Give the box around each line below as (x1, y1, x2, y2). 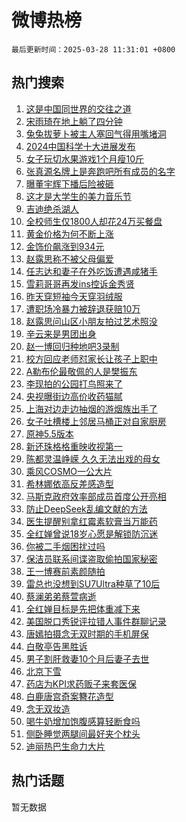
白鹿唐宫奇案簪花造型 (25, 690, 114, 702)
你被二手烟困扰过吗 (25, 540, 106, 552)
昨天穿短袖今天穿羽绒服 (25, 290, 123, 302)
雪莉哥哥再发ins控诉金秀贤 (25, 277, 135, 290)
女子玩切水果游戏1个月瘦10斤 (25, 152, 145, 165)
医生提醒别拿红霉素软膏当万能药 (25, 515, 158, 527)
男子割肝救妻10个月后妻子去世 (25, 652, 150, 665)
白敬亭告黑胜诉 (25, 640, 88, 652)
